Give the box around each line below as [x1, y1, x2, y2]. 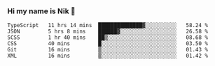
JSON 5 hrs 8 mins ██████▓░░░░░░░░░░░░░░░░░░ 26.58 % [7, 28, 209, 35]
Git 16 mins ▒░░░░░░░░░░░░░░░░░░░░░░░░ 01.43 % [7, 47, 209, 53]
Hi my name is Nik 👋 [7, 6, 76, 16]
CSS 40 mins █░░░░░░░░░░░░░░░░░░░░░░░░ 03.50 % [7, 40, 209, 47]
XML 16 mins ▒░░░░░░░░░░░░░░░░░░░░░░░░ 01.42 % [7, 52, 209, 60]
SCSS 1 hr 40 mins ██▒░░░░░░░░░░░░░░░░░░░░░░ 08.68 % [7, 34, 209, 41]
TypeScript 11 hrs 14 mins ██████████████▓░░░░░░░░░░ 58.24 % [7, 22, 209, 29]
